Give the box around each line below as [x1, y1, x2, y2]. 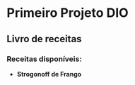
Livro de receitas [6, 33, 82, 45]
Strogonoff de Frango [16, 70, 82, 78]
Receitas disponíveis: [6, 54, 82, 64]
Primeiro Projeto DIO [6, 5, 129, 21]
